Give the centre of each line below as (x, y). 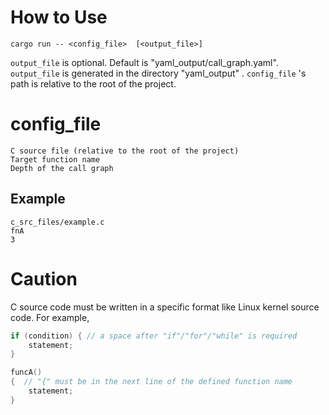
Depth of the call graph (62, 168)
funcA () (26, 372)
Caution (44, 278)
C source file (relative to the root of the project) (125, 151)
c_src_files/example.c (57, 222)
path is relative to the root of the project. (93, 83)
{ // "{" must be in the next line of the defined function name (151, 382)
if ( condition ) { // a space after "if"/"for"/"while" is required (154, 336)
